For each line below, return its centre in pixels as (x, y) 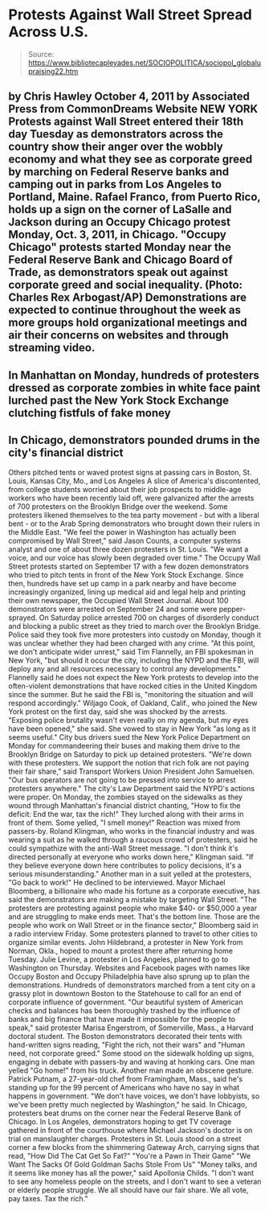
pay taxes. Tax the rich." (48, 1198)
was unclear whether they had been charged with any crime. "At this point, (132, 643)
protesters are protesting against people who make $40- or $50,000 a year (133, 908)
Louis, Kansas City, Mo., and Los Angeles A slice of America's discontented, (134, 481)
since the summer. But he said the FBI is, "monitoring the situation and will (131, 694)
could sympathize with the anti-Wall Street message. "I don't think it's (123, 848)
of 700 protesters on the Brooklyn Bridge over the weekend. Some (118, 506)
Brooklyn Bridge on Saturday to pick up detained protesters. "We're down (130, 754)
